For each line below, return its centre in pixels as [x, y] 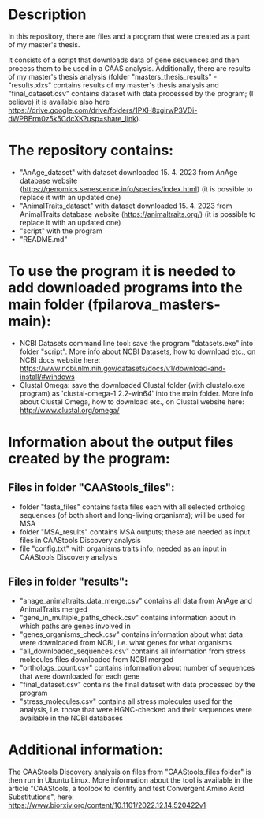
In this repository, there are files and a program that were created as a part [129, 36]
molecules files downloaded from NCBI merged [97, 659]
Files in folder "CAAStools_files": [91, 487]
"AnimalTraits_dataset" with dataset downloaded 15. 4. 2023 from [126, 206]
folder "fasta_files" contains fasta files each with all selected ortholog [132, 507]
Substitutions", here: [41, 797]
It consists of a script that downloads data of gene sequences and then [124, 60]
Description [47, 15]
